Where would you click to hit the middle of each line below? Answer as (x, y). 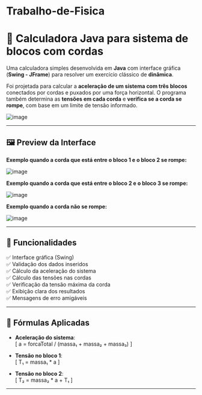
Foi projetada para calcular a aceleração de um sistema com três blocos (97, 86)
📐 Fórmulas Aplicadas (48, 323)
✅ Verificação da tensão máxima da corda (58, 284)
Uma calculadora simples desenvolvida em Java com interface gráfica (93, 68)
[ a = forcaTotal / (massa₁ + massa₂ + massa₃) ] (73, 344)
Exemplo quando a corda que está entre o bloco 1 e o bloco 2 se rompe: (96, 160)
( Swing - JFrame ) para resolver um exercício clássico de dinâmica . (90, 75)
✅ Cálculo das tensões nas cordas (49, 278)
